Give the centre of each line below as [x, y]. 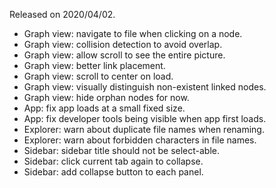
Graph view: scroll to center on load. [98, 76]
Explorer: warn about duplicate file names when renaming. [144, 129]
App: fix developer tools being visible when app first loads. [145, 118]
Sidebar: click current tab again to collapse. [113, 161]
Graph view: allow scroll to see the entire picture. [124, 55]
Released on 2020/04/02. [62, 14]
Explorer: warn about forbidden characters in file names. [140, 140]
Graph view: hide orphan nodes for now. [106, 97]
